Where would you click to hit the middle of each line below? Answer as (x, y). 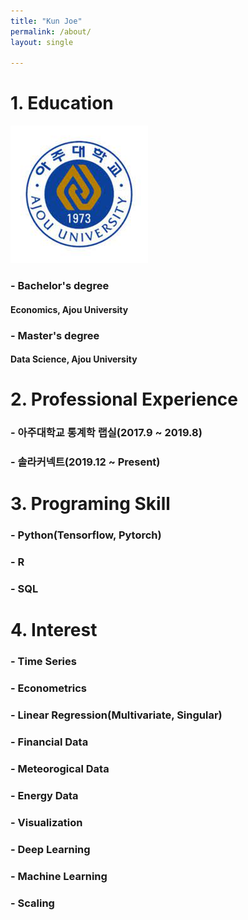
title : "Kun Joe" (46, 21)
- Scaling (32, 903)
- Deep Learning (50, 849)
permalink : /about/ (51, 31)
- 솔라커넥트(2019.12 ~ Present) (85, 462)
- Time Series (43, 662)
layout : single (42, 42)
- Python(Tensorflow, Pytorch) (86, 535)
